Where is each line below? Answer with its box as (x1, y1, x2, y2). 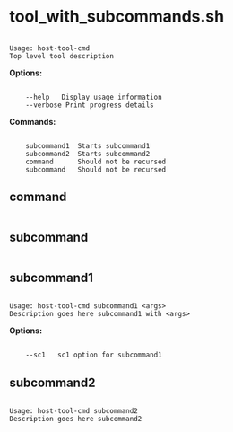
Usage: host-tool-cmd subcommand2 (9, 407, 139, 416)
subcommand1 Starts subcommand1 (25, 141, 151, 150)
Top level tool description (9, 51, 115, 60)
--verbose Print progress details (25, 101, 154, 110)
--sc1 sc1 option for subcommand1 (25, 350, 163, 360)
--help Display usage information (25, 93, 163, 101)
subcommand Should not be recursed (25, 164, 167, 174)
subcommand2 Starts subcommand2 (25, 149, 151, 158)
